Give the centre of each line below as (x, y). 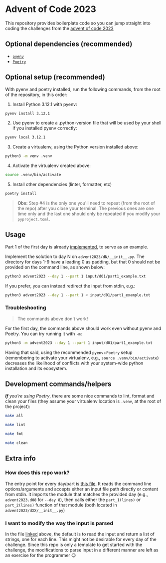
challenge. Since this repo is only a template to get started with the (74, 544)
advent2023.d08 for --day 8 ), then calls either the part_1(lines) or (73, 499)
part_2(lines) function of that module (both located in (61, 505)
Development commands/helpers (58, 384)
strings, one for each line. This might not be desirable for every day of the (81, 539)
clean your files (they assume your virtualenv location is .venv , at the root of (83, 401)
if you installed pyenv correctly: (45, 128)
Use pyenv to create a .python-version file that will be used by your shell (87, 123)
